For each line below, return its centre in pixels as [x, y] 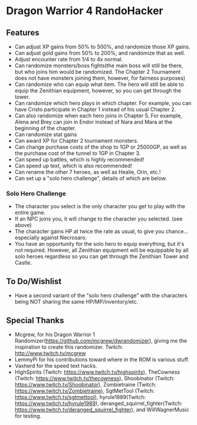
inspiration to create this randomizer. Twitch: [69, 347]
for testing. [28, 416]
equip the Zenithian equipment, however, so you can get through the [98, 90]
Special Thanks [35, 320]
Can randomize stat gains [46, 134]
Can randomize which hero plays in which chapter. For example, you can [103, 103]
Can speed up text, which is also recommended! [73, 166]
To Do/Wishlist [34, 281]
